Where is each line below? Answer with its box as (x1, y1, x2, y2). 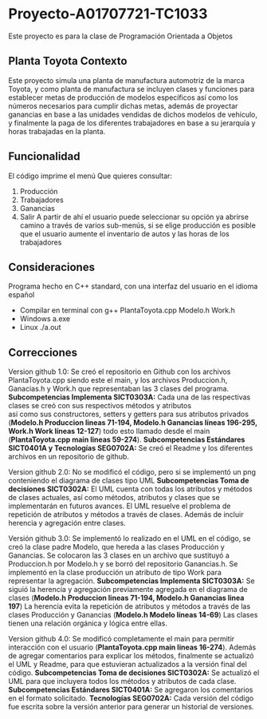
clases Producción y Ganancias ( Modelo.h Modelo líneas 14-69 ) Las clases (8, 610, 258, 620)
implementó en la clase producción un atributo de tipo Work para (8, 568, 222, 578)
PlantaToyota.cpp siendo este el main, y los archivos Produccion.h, (8, 375, 228, 385)
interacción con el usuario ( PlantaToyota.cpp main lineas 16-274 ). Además (8, 642, 257, 652)
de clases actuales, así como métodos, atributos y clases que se (8, 493, 221, 503)
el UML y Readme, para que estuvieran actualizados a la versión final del (8, 660, 247, 669)
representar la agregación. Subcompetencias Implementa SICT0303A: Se (8, 576, 255, 586)
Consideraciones (8, 260, 96, 274)
